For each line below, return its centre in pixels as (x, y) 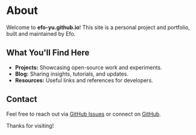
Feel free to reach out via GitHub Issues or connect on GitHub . (84, 114)
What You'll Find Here (48, 53)
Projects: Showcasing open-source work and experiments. (88, 67)
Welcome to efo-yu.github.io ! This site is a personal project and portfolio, (98, 27)
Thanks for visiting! (30, 125)
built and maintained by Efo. (41, 33)
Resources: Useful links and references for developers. (84, 80)
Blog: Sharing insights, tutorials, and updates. (71, 74)
